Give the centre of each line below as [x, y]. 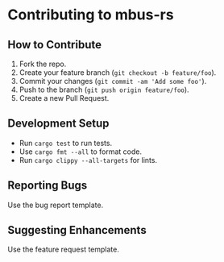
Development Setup [58, 124]
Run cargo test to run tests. [66, 143]
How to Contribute [55, 45]
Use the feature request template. [64, 250]
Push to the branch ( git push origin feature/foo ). [104, 89]
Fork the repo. [43, 64]
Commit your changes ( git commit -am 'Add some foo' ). [113, 81]
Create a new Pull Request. [64, 98]
